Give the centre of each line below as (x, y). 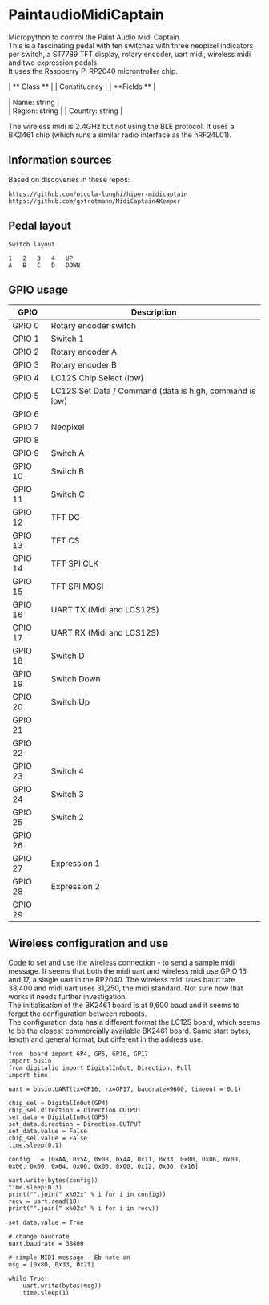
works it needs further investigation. (68, 997)
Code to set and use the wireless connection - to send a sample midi (121, 963)
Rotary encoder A (84, 352)
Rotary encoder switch (93, 326)
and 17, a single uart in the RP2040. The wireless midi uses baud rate (122, 980)
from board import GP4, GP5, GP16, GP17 (78, 1054)
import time (28, 1075)
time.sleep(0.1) (35, 1145)
